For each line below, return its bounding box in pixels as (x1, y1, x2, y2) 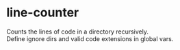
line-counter (6, 5, 79, 21)
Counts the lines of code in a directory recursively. (6, 27, 149, 36)
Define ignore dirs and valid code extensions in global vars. (6, 34, 174, 42)
